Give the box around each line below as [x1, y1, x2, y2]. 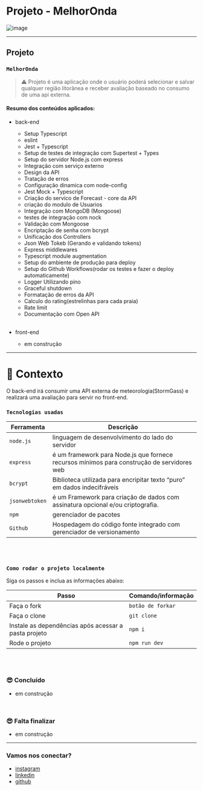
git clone [129, 612, 157, 619]
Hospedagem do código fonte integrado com [52, 520, 180, 529]
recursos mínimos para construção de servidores [52, 458, 192, 467]
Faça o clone [9, 612, 46, 620]
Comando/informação [129, 592, 194, 600]
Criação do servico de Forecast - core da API [24, 194, 137, 201]
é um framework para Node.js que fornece [52, 450, 173, 459]
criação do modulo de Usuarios [24, 201, 103, 208]
